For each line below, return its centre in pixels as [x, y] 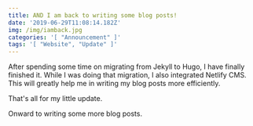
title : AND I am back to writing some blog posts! [93, 15]
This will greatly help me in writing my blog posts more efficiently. [114, 84]
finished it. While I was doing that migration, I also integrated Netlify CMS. [127, 75]
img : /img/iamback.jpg [45, 30]
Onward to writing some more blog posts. [75, 113]
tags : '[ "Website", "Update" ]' [63, 45]
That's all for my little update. [55, 99]
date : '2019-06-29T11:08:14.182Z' [65, 23]
